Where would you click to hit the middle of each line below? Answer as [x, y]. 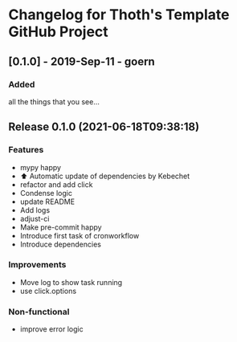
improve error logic [51, 329]
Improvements [37, 265]
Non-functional [39, 311]
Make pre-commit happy [61, 227]
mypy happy [41, 167]
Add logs [35, 210]
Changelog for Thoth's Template [119, 15]
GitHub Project [58, 32]
